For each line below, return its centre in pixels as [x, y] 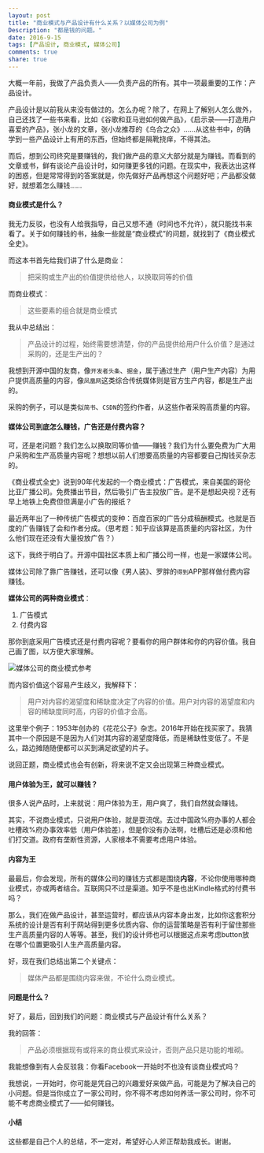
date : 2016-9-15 [35, 37]
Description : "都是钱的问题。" [55, 30]
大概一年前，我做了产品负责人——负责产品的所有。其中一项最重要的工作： [128, 83]
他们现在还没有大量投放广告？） [66, 538]
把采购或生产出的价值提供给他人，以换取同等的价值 [110, 277]
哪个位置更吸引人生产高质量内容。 [70, 944]
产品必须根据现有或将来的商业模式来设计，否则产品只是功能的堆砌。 [137, 1050]
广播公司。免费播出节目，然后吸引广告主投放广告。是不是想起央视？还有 [139, 492]
